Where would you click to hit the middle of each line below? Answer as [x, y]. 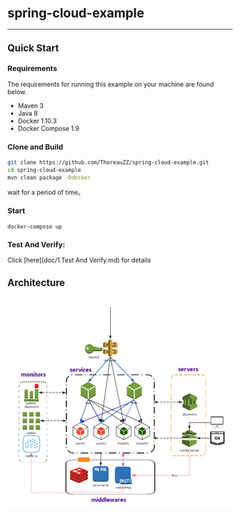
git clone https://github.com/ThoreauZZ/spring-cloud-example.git [108, 162]
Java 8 [27, 113]
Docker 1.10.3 [37, 121]
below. [17, 91]
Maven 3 [31, 106]
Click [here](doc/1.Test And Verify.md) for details [79, 260]
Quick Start [33, 48]
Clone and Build [35, 146]
